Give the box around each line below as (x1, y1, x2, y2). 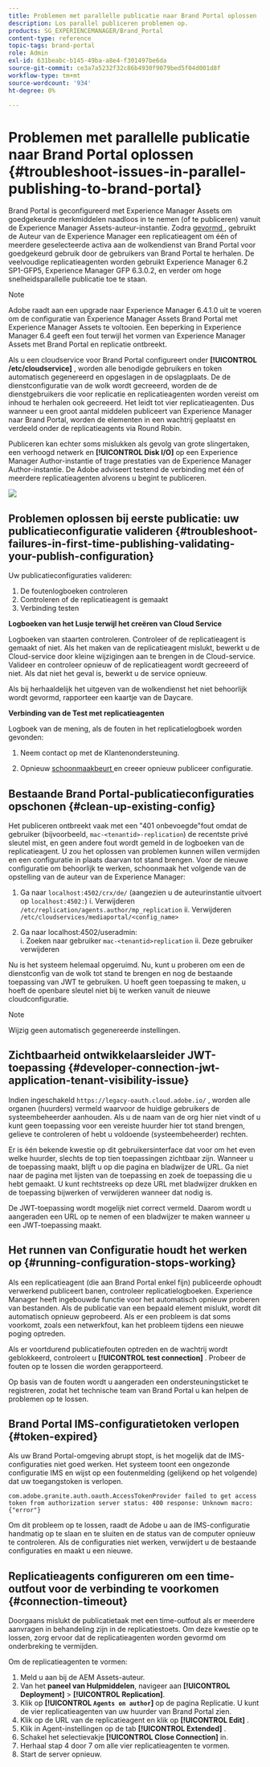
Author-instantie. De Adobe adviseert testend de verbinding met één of (8, 465, 244, 474)
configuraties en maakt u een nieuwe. (8, 1546, 133, 1556)
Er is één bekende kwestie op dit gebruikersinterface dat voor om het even (8, 1145, 256, 1154)
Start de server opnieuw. (19, 1749, 102, 1759)
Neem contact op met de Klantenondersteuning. (19, 748, 180, 758)
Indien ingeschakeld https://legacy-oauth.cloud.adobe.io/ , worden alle (8, 1095, 251, 1105)
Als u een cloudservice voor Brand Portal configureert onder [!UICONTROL (8, 355, 257, 365)
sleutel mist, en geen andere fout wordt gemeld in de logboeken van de (8, 838, 245, 847)
